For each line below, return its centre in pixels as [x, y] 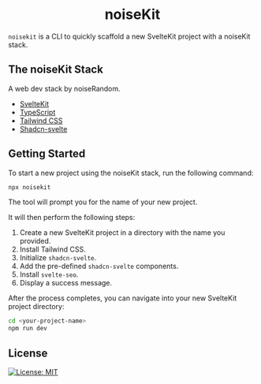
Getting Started [47, 154]
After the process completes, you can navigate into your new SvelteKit [123, 298]
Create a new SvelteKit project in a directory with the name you [122, 233]
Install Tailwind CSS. [52, 249]
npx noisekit [30, 187]
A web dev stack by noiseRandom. [64, 88]
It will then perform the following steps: [72, 218]
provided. [35, 241]
